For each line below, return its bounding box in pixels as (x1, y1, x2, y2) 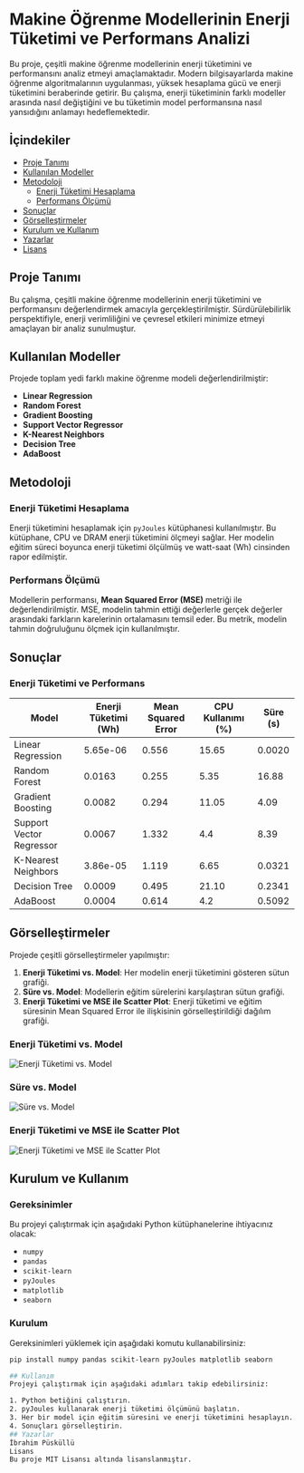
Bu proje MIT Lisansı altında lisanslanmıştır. (9, 1455, 193, 1464)
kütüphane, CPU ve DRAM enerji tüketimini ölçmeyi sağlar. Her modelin (9, 532, 274, 543)
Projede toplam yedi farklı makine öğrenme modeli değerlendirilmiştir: (9, 373, 269, 384)
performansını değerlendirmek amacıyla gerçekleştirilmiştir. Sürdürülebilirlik (9, 304, 291, 315)
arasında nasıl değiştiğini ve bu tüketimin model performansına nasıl (9, 96, 262, 108)
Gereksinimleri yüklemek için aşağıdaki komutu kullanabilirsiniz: (9, 1337, 246, 1348)
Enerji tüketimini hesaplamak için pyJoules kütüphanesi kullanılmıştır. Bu (9, 522, 277, 534)
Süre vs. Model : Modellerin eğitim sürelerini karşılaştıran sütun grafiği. (22, 986, 285, 997)
